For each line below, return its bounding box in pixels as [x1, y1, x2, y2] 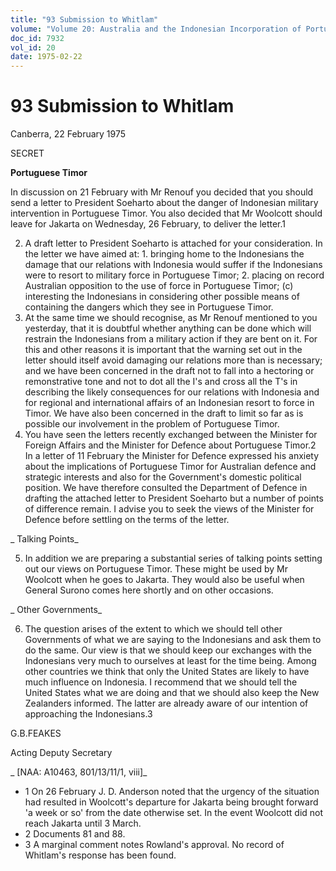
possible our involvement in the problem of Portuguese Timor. [24, 418, 280, 430]
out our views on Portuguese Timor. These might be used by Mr [24, 563, 289, 575]
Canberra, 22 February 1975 [10, 128, 127, 140]
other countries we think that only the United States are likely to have [24, 666, 310, 678]
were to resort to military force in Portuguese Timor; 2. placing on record [24, 269, 325, 281]
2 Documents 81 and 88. [24, 828, 126, 840]
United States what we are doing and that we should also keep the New [24, 687, 320, 699]
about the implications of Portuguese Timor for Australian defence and [24, 461, 317, 473]
